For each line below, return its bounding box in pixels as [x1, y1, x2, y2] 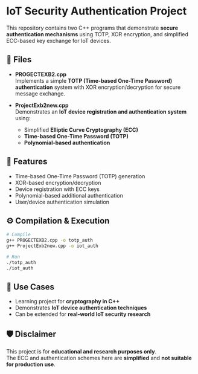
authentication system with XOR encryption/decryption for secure [14, 83, 181, 91]
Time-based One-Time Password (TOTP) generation [14, 172, 145, 179]
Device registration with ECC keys [14, 185, 100, 193]
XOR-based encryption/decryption [14, 179, 101, 186]
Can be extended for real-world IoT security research [14, 311, 151, 318]
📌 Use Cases [6, 282, 55, 292]
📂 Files [6, 54, 32, 65]
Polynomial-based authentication [24, 139, 110, 146]
